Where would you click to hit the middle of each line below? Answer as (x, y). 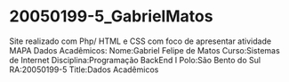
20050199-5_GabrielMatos (111, 16)
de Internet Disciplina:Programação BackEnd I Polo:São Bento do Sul (135, 60)
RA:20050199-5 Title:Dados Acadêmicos (84, 70)
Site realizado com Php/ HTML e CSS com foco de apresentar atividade (140, 41)
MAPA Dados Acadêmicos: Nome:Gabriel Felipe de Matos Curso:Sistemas (144, 50)
